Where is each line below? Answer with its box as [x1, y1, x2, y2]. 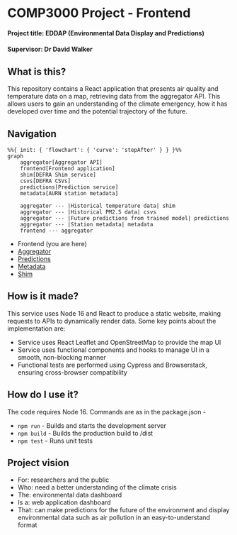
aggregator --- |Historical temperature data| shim [20, 202, 175, 209]
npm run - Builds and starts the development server [17, 421, 166, 430]
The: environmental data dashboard [17, 491, 122, 500]
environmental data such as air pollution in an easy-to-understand [17, 513, 211, 522]
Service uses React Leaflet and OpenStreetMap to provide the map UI [17, 338, 221, 346]
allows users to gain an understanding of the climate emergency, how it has [7, 99, 228, 108]
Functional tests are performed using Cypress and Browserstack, [17, 360, 207, 369]
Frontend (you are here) [17, 240, 87, 248]
